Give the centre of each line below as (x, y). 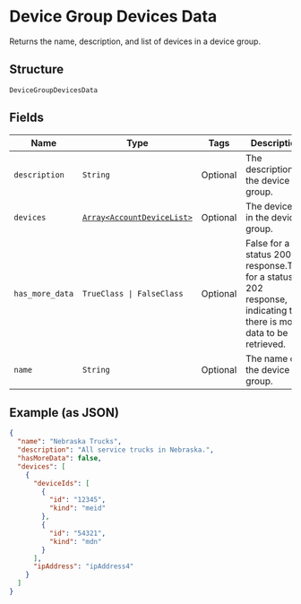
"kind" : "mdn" (75, 541)
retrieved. (266, 344)
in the (257, 217)
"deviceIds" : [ (61, 483)
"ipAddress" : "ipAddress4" (83, 566)
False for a (267, 243)
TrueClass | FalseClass (133, 293)
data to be (267, 332)
